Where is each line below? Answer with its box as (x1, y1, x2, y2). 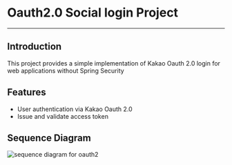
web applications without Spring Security (7, 66, 124, 75)
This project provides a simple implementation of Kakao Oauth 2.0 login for (7, 59, 221, 67)
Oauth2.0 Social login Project (7, 5, 178, 21)
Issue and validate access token (17, 112, 109, 120)
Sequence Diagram (7, 132, 91, 144)
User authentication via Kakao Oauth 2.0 (17, 105, 133, 113)
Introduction (7, 41, 62, 52)
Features (7, 86, 46, 98)
